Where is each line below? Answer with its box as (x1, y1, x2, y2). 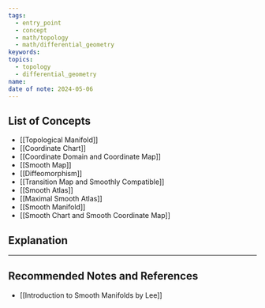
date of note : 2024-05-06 (8, 85, 93, 93)
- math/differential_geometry (15, 41, 114, 49)
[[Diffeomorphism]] (19, 169, 83, 178)
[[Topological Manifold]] (19, 135, 99, 145)
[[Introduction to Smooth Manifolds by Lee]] (19, 290, 163, 300)
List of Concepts (8, 114, 91, 127)
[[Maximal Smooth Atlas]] (19, 194, 103, 204)
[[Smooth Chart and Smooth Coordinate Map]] (19, 211, 171, 220)
